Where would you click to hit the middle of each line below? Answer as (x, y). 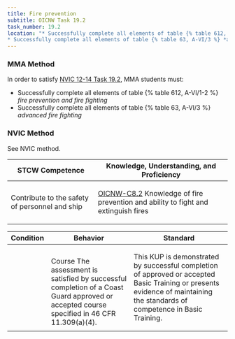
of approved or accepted (175, 274)
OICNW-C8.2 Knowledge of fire (150, 193)
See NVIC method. (34, 148)
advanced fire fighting (50, 115)
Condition (27, 238)
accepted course (79, 305)
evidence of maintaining (173, 291)
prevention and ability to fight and (153, 202)
